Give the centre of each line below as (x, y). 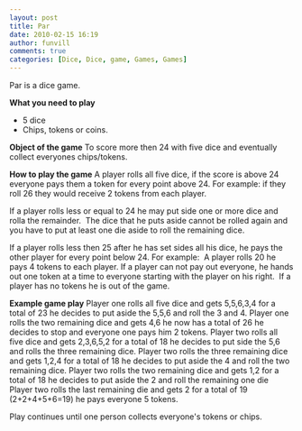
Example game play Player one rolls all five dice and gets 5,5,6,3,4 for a (143, 303)
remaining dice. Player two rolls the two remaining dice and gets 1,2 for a (144, 370)
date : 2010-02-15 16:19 (54, 34)
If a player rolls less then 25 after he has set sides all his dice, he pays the (146, 248)
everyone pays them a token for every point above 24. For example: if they (148, 184)
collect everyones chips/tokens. (69, 157)
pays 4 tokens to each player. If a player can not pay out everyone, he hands (151, 266)
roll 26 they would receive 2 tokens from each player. (108, 193)
